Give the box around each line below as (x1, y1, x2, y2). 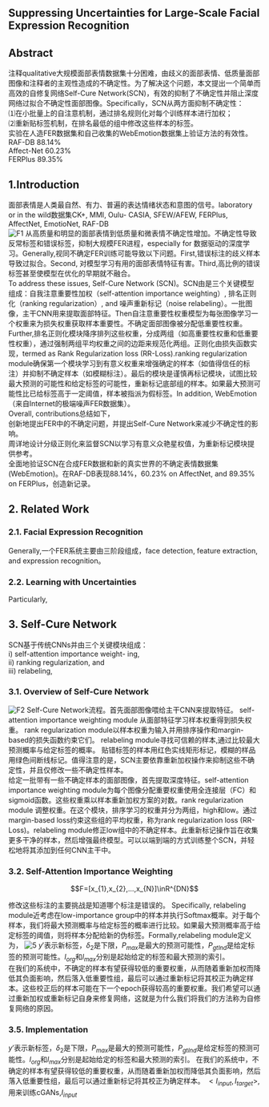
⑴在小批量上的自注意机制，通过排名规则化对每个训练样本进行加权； (8, 108, 233, 119)
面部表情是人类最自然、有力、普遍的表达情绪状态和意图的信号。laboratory (8, 200, 253, 210)
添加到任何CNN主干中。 (35, 845, 116, 855)
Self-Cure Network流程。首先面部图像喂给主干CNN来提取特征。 (26, 705, 238, 715)
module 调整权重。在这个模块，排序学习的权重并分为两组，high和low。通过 (8, 805, 258, 815)
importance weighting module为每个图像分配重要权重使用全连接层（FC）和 (8, 785, 256, 795)
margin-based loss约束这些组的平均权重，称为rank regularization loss (8, 815, 239, 825)
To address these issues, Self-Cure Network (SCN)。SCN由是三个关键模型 (8, 279, 255, 288)
